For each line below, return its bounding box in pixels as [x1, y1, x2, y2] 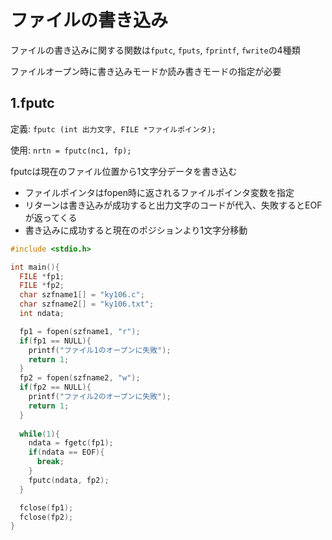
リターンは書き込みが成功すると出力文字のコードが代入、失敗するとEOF [24, 199, 323, 211]
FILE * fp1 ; [19, 271, 65, 281]
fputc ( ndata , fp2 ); [28, 475, 110, 485]
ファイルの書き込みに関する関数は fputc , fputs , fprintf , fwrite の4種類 [10, 44, 301, 56]
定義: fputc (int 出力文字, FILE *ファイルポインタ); [10, 122, 217, 135]
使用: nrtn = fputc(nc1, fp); [10, 144, 132, 156]
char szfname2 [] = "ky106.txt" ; [19, 299, 155, 310]
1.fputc [10, 95, 55, 112]
